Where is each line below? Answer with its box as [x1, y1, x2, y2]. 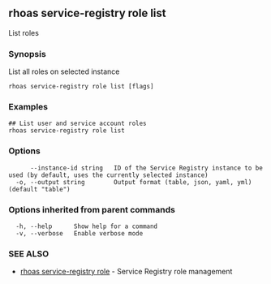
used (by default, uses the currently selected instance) [8, 170, 209, 179]
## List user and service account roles [8, 119, 148, 128]
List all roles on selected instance [8, 67, 120, 76]
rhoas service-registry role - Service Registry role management [19, 267, 233, 277]
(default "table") [8, 185, 71, 193]
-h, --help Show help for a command [15, 222, 158, 230]
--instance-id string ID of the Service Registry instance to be [29, 164, 264, 172]
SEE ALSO [8, 247, 49, 259]
